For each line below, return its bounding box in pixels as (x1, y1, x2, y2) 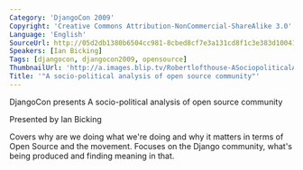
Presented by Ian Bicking (9, 113, 102, 124)
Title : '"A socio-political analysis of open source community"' (9, 72, 260, 81)
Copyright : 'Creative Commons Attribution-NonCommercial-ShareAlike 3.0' (9, 22, 293, 31)
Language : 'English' (9, 30, 87, 39)
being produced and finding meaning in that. (9, 150, 175, 161)
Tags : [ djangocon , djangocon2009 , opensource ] (9, 55, 188, 64)
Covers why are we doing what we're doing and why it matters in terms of (9, 131, 284, 142)
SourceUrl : (9, 38, 50, 48)
